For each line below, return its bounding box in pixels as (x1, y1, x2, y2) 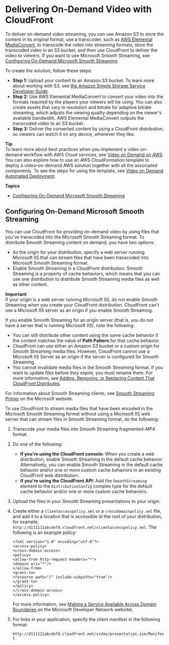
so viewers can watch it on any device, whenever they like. (12, 131, 135, 137)
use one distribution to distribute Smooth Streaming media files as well (12, 276, 160, 282)
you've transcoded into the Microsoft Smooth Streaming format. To (5, 234, 145, 240)
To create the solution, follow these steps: (5, 67, 92, 74)
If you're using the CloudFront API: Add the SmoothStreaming (20, 477, 147, 483)
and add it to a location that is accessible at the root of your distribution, (12, 513, 162, 519)
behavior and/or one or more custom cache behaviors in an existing (20, 467, 161, 473)
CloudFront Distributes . (12, 380, 61, 386)
